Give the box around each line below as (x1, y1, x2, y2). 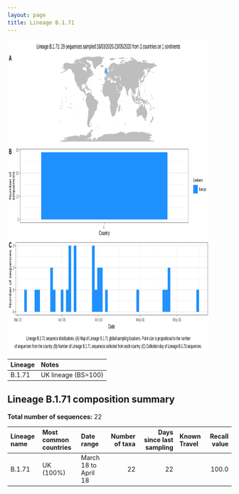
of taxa (114, 439, 136, 448)
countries (42, 443, 72, 452)
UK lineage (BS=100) (41, 371, 104, 379)
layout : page (7, 11, 46, 19)
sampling (145, 443, 174, 452)
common (42, 436, 70, 444)
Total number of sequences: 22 (7, 412, 102, 421)
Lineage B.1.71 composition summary (7, 394, 176, 406)
